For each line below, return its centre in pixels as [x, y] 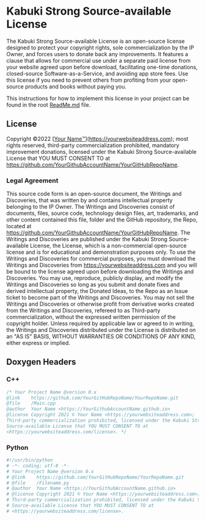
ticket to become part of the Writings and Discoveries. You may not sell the [100, 298]
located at [19, 226]
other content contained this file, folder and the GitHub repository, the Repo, [102, 220]
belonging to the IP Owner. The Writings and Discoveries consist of [91, 207]
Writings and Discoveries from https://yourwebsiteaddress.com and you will [102, 265]
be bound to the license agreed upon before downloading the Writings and [100, 272]
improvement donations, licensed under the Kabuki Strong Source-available [102, 151]
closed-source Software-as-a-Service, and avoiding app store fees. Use [97, 73]
